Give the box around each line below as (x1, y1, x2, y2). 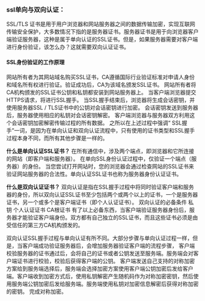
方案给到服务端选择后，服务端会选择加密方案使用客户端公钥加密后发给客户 (6, 264, 193, 272)
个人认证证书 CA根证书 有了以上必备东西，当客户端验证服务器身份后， (13, 206, 190, 213)
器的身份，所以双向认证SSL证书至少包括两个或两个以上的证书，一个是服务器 (6, 190, 198, 198)
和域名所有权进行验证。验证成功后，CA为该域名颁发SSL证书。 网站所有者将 (6, 81, 196, 88)
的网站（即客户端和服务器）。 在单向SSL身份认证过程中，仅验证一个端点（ (6, 154, 192, 162)
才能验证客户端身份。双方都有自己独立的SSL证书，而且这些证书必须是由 (16, 214, 198, 221)
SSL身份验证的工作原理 (6, 58, 65, 65)
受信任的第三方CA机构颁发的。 (6, 221, 84, 228)
